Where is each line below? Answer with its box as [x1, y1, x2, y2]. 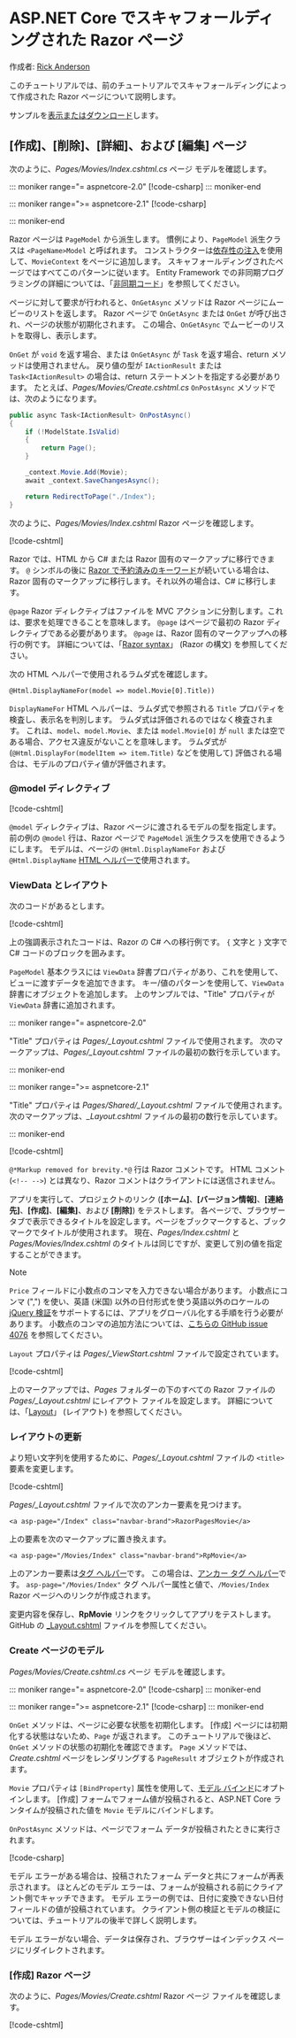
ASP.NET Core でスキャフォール [9, 8, 245, 28]
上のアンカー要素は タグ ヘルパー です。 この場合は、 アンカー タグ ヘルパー [9, 1568, 279, 1579]
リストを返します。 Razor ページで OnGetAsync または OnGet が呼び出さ [32, 307, 288, 319]
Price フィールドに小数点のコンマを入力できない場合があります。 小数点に [9, 1285, 280, 1296]
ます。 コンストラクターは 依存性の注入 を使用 [118, 244, 283, 255]
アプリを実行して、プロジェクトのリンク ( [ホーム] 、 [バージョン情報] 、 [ [9, 1194, 268, 1205]
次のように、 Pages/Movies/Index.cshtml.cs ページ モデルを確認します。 [9, 163, 272, 174]
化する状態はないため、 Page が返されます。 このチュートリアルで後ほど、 [9, 1730, 277, 1741]
